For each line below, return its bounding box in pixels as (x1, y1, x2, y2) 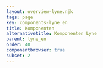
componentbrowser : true (6, 47, 65, 53)
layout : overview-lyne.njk (6, 8, 73, 15)
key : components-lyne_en (6, 20, 68, 25)
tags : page (6, 14, 33, 20)
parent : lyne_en (6, 36, 46, 42)
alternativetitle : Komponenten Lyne (6, 31, 97, 37)
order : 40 (6, 42, 31, 48)
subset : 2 (6, 53, 31, 59)
